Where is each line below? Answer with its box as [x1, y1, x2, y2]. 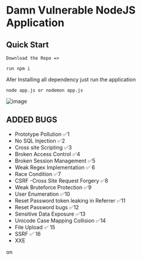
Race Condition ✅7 [14, 170, 61, 177]
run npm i [6, 66, 31, 71]
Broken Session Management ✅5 [14, 157, 96, 164]
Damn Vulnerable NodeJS [6, 4, 136, 17]
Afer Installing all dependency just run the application [6, 76, 136, 83]
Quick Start [6, 40, 49, 50]
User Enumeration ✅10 [14, 190, 70, 197]
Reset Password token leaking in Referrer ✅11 [14, 197, 126, 204]
